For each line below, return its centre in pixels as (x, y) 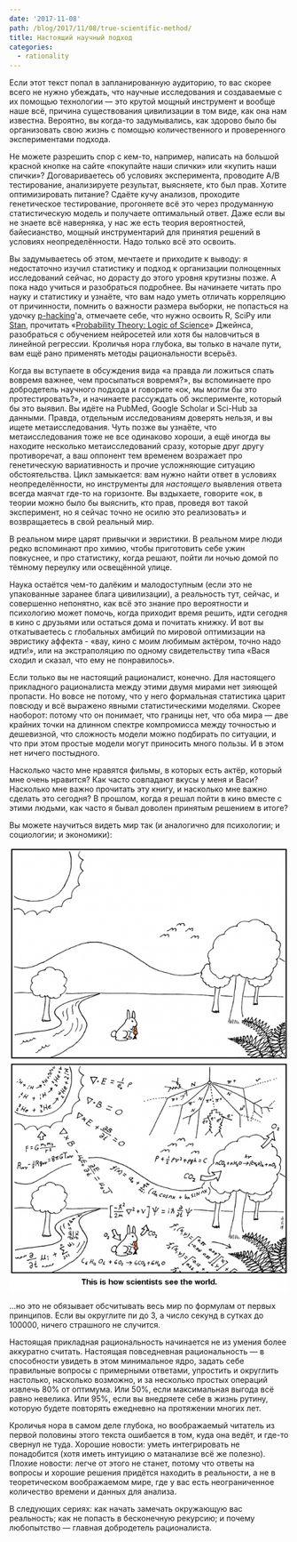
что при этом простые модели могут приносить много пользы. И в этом (146, 743)
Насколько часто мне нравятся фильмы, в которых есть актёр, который (145, 770)
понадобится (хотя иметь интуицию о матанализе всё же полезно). (137, 1454)
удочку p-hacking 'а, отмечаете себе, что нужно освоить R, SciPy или (141, 316)
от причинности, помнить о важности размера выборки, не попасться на (149, 306)
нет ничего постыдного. (55, 753)
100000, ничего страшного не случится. (85, 1325)
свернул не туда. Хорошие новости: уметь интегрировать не (125, 1444)
